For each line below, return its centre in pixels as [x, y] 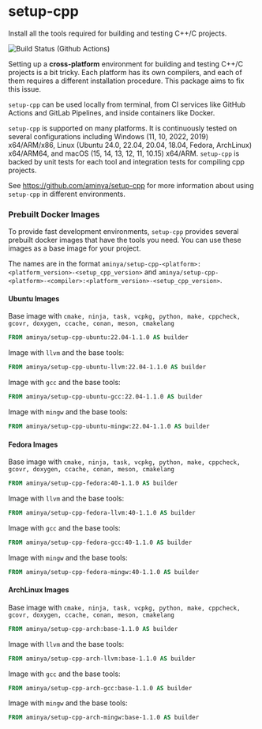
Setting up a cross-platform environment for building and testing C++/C [125, 64]
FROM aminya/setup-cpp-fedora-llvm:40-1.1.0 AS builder [102, 513]
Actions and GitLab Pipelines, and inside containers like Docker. [112, 112]
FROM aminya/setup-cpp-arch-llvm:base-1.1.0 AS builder [102, 659]
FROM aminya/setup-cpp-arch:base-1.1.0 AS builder [93, 629]
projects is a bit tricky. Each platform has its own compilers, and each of [125, 72]
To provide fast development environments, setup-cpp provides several [124, 232]
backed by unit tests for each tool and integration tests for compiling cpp [126, 161]
